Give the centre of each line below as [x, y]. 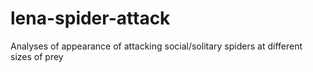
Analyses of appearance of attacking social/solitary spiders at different [156, 46]
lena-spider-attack [90, 18]
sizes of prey [37, 56]
